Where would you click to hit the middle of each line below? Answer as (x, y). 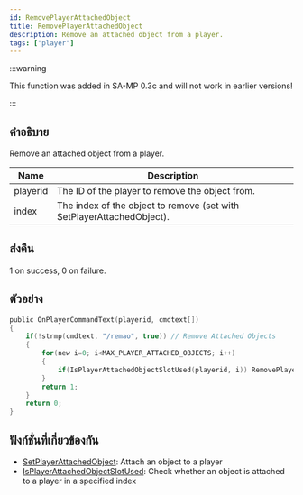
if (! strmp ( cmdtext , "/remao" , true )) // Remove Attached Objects (151, 336)
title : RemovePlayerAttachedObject (76, 26)
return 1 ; (60, 387)
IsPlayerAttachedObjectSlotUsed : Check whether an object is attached (154, 471)
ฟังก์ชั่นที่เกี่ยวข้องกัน (54, 440)
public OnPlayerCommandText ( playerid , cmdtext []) (105, 320)
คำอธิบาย (29, 132)
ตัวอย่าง (26, 299)
